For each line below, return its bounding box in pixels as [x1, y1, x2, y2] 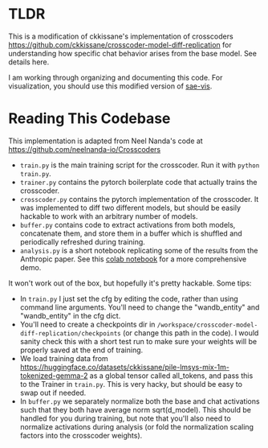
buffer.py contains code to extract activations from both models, [19, 220, 236, 229]
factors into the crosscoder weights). [19, 430, 143, 440]
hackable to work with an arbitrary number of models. [19, 211, 198, 221]
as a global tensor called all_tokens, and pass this [89, 371, 254, 380]
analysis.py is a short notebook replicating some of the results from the [19, 245, 258, 255]
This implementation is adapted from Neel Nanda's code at [8, 136, 203, 146]
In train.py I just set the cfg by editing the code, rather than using [19, 294, 238, 303]
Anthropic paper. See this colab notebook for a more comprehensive [19, 254, 247, 264]
